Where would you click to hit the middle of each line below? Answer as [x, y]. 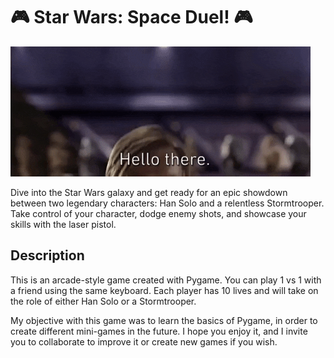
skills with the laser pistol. [63, 224]
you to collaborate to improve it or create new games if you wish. [144, 341]
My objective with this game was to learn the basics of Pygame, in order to [164, 320]
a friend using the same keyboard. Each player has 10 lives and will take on [164, 290]
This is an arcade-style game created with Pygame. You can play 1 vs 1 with [166, 280]
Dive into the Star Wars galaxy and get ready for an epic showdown [149, 192]
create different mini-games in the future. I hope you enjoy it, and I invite [159, 331]
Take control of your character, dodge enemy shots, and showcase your [158, 213]
